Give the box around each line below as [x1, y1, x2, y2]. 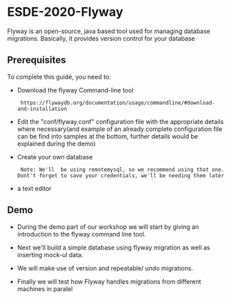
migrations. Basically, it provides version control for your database [7, 34, 195, 42]
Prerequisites [7, 54, 66, 66]
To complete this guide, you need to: [7, 72, 112, 81]
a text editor [17, 184, 52, 192]
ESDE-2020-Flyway [7, 4, 123, 20]
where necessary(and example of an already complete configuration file [17, 125, 223, 133]
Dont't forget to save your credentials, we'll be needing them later [17, 172, 225, 179]
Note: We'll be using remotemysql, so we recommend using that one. [20, 166, 225, 173]
